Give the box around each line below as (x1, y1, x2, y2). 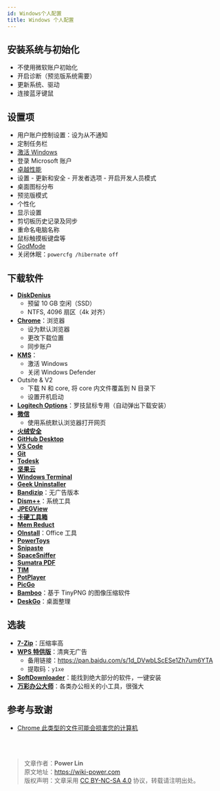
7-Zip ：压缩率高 (16, 639, 64, 647)
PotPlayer (16, 573, 46, 581)
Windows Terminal (16, 473, 72, 481)
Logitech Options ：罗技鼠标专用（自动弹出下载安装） (16, 401, 170, 409)
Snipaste (16, 544, 43, 552)
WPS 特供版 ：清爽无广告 (16, 647, 87, 655)
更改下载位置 (27, 333, 64, 342)
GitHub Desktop (16, 435, 64, 443)
